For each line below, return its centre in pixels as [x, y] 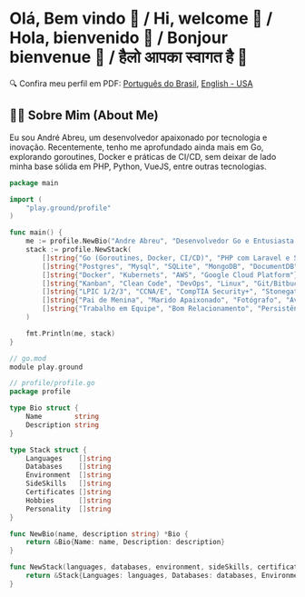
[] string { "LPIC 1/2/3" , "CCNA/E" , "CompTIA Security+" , [150, 292]
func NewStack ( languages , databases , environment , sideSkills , [132, 567]
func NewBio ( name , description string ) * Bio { [99, 534]
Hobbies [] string [69, 500]
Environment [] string [69, 475]
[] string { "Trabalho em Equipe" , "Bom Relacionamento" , [148, 309]
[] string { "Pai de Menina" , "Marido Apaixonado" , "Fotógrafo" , [162, 300]
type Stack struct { [49, 450]
